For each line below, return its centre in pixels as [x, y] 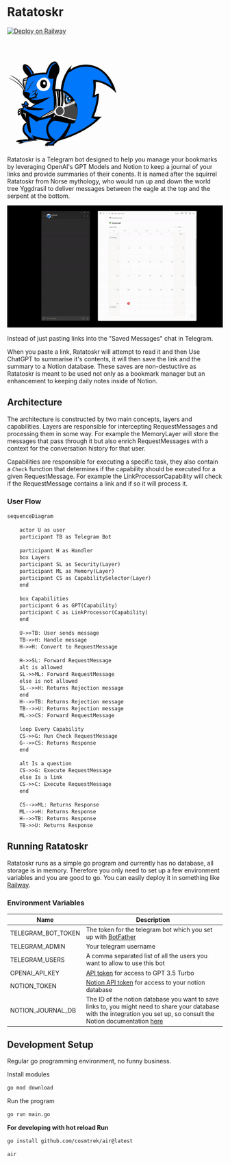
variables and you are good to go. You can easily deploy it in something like [114, 877]
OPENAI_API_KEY [35, 973]
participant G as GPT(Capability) [68, 605]
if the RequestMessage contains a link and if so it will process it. [98, 483]
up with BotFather [111, 937]
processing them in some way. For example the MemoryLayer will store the [113, 433]
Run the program [31, 1101]
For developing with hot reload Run [58, 1128]
